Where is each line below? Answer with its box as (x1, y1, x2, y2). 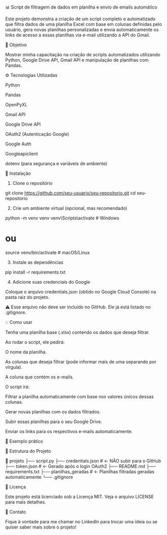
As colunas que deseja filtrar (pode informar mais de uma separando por (5, 359, 156, 365)
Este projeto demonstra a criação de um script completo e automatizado (5, 16, 155, 22)
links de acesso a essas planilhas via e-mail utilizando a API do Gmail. (5, 32, 150, 38)
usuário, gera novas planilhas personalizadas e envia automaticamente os (5, 27, 159, 32)
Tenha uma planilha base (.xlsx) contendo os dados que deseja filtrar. (5, 329, 150, 335)
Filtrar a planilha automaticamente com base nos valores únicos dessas (5, 393, 154, 399)
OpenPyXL (5, 102, 28, 107)
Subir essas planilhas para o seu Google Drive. (5, 418, 102, 425)
